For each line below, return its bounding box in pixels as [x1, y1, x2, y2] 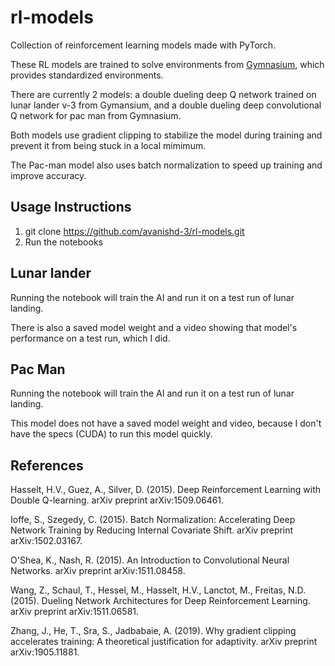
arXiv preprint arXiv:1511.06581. [10, 606, 140, 618]
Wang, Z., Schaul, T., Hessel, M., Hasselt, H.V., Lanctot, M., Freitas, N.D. [10, 584, 307, 596]
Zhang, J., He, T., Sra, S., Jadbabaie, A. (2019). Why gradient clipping [10, 625, 297, 637]
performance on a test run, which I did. [10, 332, 171, 344]
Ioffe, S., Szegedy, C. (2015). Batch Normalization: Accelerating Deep [10, 514, 296, 526]
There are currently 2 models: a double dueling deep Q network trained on [10, 88, 317, 100]
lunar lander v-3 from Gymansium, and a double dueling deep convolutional [10, 99, 322, 111]
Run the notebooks [24, 236, 103, 248]
